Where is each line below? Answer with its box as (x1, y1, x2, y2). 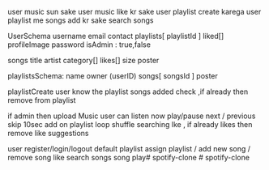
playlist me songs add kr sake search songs (7, 15, 154, 25)
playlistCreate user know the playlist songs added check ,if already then (7, 87, 249, 96)
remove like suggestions (7, 129, 89, 138)
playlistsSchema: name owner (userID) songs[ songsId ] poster (7, 71, 218, 80)
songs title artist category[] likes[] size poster (7, 56, 160, 65)
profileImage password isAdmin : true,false (7, 40, 152, 49)
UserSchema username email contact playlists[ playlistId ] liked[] (7, 32, 224, 40)
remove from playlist (7, 96, 76, 104)
